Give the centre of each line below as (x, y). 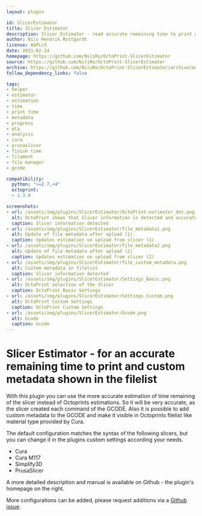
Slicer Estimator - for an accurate (91, 354)
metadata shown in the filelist (82, 379)
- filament (20, 157)
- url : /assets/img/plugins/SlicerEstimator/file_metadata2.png (88, 246)
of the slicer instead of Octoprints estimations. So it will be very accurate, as (101, 403)
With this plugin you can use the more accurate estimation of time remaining (101, 396)
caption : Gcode (31, 324)
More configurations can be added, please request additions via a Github (97, 500)
